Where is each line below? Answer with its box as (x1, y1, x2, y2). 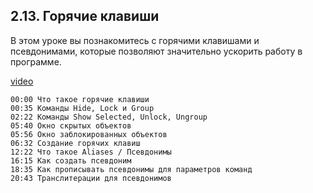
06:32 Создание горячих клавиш (10, 138, 141, 148)
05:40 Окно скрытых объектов (10, 120, 132, 131)
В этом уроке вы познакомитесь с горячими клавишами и (10, 34, 260, 46)
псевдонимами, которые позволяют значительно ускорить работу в (10, 45, 303, 57)
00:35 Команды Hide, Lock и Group (10, 103, 155, 113)
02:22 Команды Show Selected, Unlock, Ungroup (10, 112, 208, 122)
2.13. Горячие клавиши (10, 8, 160, 25)
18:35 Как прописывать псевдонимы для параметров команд (10, 164, 253, 174)
